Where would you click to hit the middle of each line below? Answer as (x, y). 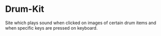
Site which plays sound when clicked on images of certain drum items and (81, 23)
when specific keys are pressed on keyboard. (51, 28)
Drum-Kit (25, 9)
